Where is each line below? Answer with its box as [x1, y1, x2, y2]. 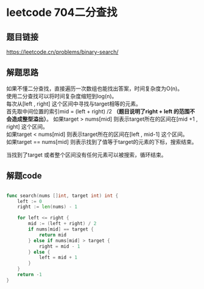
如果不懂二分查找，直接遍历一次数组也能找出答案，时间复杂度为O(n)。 [6, 85, 183, 92]
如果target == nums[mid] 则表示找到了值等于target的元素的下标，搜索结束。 [6, 138, 197, 145]
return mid [38, 232, 67, 238]
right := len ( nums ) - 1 [17, 204, 78, 210]
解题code [6, 171, 42, 181]
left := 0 [17, 198, 43, 204]
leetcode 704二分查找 [6, 5, 118, 20]
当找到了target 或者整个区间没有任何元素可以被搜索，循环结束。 [6, 151, 167, 159]
